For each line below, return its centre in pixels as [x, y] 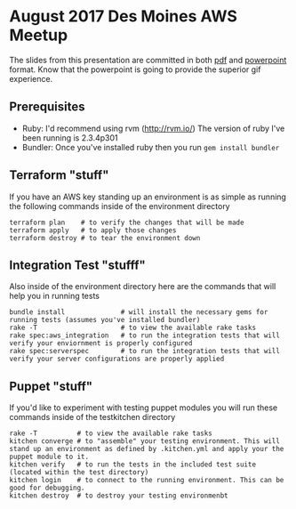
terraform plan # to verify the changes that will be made [127, 222]
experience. [31, 78]
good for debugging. [48, 488]
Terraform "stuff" [59, 175]
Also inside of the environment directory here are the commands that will [143, 287]
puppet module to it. [49, 457]
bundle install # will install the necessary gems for [139, 312]
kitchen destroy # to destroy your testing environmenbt [119, 496]
